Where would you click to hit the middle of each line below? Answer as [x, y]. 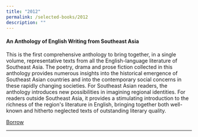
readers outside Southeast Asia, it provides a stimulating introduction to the [98, 98]
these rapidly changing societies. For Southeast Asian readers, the [87, 85]
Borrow [15, 122]
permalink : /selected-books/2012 [47, 17]
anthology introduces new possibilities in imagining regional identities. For [96, 92]
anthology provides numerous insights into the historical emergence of [92, 73]
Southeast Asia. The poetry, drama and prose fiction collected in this [89, 67]
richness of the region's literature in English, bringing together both [88, 104]
